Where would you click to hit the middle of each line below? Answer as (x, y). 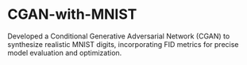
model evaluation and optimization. (65, 52)
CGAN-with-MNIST (72, 14)
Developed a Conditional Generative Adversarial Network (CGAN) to (119, 36)
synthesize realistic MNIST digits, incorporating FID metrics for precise (123, 44)
